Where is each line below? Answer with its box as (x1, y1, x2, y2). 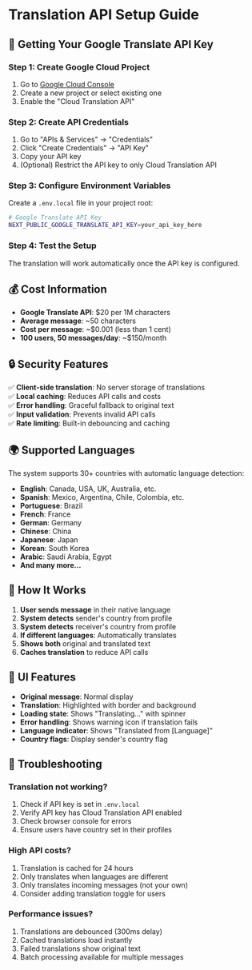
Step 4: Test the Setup (8, 240, 98, 251)
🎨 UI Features (8, 670, 76, 685)
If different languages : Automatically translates (19, 630, 178, 640)
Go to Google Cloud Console (19, 79, 114, 89)
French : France (19, 509, 71, 519)
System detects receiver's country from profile (19, 621, 177, 631)
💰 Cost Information (8, 282, 108, 296)
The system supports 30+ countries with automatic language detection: (8, 468, 245, 477)
